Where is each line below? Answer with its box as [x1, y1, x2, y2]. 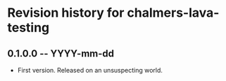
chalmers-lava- [127, 5, 220, 21]
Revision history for [7, 5, 125, 21]
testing [7, 20, 50, 36]
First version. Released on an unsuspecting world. [17, 66, 163, 74]
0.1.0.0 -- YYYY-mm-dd [7, 47, 115, 59]
